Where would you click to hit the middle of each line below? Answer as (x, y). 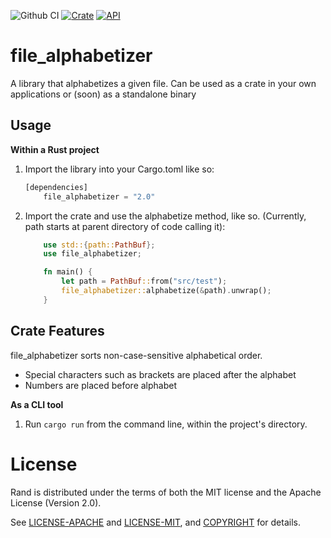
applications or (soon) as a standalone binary (103, 94)
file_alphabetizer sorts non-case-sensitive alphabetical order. (136, 355)
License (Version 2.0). (56, 502)
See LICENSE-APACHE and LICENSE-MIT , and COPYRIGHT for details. (155, 522)
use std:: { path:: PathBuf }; (99, 245)
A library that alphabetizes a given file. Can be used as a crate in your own (163, 83)
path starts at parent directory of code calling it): (125, 226)
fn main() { (68, 272)
